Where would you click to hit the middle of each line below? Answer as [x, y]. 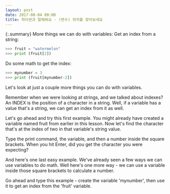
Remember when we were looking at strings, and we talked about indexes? [84, 97]
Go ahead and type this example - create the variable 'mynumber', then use [85, 180]
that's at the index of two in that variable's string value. [63, 129]
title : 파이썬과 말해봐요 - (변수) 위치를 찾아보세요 [54, 19]
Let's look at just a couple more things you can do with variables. [74, 87]
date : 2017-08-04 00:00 [31, 15]
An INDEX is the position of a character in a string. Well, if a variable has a [83, 102]
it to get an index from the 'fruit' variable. [48, 186]
